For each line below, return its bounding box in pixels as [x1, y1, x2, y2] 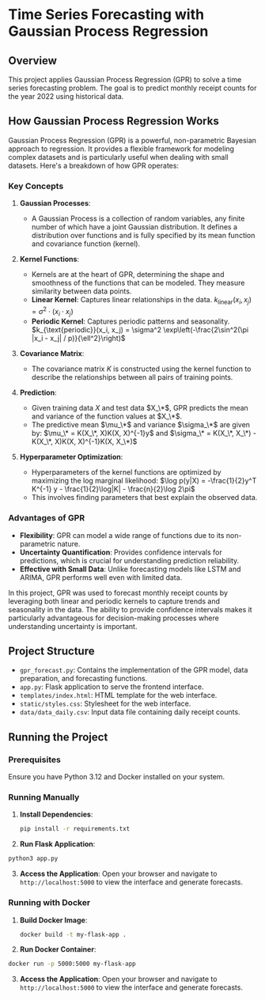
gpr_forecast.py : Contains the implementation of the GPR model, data [19, 665, 248, 675]
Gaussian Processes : [19, 199, 91, 208]
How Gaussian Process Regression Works [8, 115, 219, 128]
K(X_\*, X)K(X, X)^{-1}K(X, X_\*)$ [31, 437, 138, 446]
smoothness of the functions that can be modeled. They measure [31, 278, 245, 288]
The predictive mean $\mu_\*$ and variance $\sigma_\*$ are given [31, 420, 251, 430]
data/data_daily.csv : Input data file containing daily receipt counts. [19, 707, 240, 717]
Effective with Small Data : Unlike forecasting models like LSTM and [19, 564, 241, 574]
